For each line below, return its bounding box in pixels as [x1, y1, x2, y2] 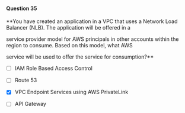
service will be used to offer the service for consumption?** [6, 53, 154, 60]
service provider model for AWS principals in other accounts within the [6, 35, 179, 43]
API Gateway [14, 101, 46, 108]
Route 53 [14, 77, 37, 84]
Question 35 [6, 5, 37, 12]
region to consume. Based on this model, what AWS [6, 42, 133, 49]
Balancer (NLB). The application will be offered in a [6, 24, 130, 31]
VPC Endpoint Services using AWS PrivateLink [14, 89, 129, 96]
